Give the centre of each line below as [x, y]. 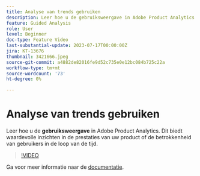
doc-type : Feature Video [37, 40]
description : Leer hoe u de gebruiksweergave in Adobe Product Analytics [101, 17]
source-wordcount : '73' [36, 74]
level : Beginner [26, 34]
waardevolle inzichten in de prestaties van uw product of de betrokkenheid [99, 137]
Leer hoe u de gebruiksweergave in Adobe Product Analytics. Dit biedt [94, 131]
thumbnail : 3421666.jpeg [37, 57]
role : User [20, 29]
